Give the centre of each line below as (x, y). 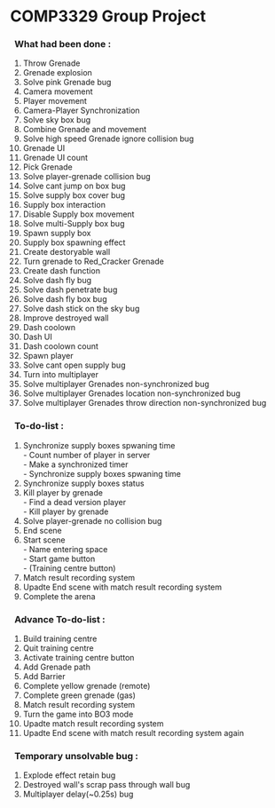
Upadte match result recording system (93, 724)
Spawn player (48, 356)
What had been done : (63, 44)
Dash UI (37, 337)
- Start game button (59, 558)
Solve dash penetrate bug (70, 289)
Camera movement (58, 91)
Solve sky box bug (57, 120)
